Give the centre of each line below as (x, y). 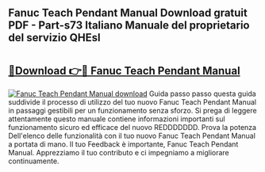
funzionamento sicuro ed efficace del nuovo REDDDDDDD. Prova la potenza (132, 127)
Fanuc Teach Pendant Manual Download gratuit (128, 13)
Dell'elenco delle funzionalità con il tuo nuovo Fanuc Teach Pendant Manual (132, 136)
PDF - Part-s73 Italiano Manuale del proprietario (129, 26)
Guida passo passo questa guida (203, 94)
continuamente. (34, 161)
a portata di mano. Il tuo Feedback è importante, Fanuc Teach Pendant (123, 144)
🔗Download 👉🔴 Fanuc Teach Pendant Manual (124, 71)
